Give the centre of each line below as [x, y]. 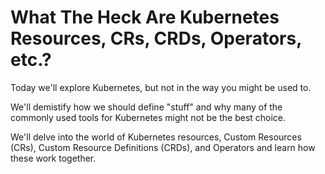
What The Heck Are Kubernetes [145, 17]
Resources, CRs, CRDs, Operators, [156, 38]
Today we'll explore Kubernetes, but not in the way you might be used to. [161, 87]
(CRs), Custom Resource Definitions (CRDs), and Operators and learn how [163, 147]
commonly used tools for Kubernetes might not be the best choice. [148, 117]
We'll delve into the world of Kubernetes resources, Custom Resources [156, 137]
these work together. [53, 158]
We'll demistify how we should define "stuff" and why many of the [146, 107]
